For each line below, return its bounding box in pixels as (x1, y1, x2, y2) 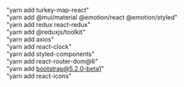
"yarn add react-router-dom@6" (6, 57, 99, 65)
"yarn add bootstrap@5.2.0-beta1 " (6, 65, 105, 72)
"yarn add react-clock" (6, 43, 72, 50)
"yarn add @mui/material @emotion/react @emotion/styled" (6, 13, 178, 21)
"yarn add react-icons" (6, 72, 72, 80)
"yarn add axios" (6, 35, 54, 43)
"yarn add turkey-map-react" (6, 6, 90, 14)
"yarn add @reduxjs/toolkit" (6, 28, 85, 36)
